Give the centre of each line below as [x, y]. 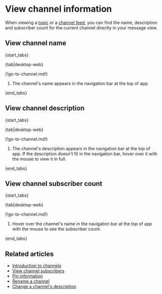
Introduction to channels [37, 266]
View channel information [59, 9]
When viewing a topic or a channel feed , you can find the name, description [81, 23]
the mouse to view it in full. [39, 159]
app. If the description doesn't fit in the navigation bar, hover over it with [85, 154]
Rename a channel [31, 281]
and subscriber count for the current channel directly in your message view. [81, 27]
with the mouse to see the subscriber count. [57, 229]
